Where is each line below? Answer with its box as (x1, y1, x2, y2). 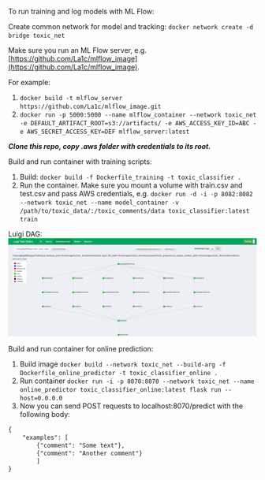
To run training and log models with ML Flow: (8, 7, 155, 16)
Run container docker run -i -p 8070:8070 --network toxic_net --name (19, 376, 255, 385)
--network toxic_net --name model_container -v (19, 199, 179, 207)
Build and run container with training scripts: (8, 157, 152, 166)
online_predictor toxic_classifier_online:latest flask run (19, 386, 222, 394)
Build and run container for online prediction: (8, 344, 154, 354)
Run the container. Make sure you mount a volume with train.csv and (19, 180, 243, 190)
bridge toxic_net (8, 32, 65, 39)
